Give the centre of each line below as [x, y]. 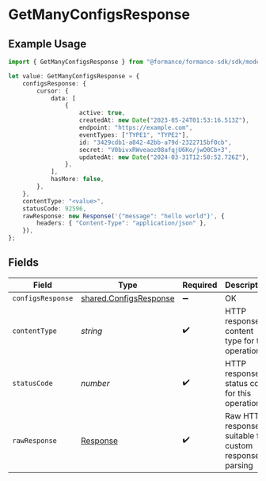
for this [238, 393]
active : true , [102, 113]
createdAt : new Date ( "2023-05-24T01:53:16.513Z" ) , [164, 120]
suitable [240, 435]
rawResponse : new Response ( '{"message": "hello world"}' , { [123, 216]
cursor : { [53, 91]
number [95, 383]
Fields [24, 263]
